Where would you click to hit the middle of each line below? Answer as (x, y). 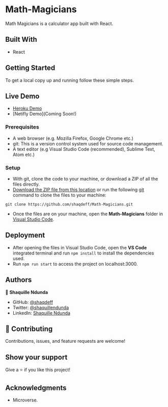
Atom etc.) (23, 155)
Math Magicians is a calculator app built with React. (59, 23)
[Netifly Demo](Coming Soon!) (45, 114)
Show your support (36, 357)
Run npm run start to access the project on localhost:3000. (75, 264)
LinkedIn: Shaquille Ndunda (41, 313)
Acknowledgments (36, 388)
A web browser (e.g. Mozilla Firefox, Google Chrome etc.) (73, 138)
